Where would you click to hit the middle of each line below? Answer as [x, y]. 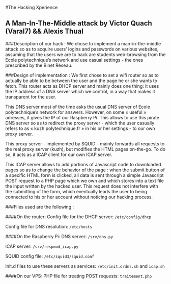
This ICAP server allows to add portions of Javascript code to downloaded [83, 164]
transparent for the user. [31, 97]
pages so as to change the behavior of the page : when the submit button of [85, 170]
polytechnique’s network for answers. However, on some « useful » [76, 112]
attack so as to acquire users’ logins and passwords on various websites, [82, 49]
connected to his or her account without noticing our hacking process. [79, 197]
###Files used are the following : [40, 206]
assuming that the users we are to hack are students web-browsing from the [85, 54]
